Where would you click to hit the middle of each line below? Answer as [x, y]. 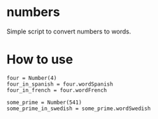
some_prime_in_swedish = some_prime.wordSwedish [79, 109]
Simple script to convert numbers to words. [69, 31]
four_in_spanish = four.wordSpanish [60, 84]
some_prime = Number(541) [44, 102]
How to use [40, 59]
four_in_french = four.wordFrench [57, 90]
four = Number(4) [32, 78]
